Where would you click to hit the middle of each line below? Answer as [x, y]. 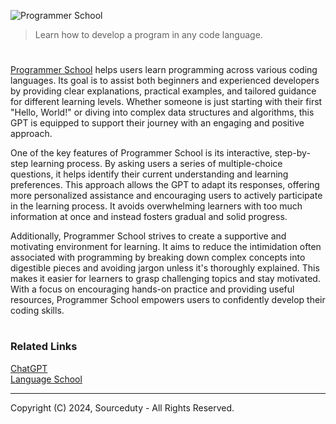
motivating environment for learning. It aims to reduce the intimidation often [166, 247]
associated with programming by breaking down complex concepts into [158, 257]
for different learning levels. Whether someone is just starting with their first [166, 102]
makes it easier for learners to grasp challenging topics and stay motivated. [165, 279]
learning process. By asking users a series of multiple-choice [156, 164]
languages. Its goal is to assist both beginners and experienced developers [165, 81]
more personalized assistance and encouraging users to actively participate [166, 196]
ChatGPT [29, 368]
